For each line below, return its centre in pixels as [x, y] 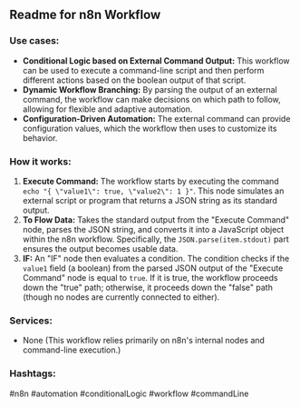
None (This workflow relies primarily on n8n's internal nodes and [144, 341]
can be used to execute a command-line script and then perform [143, 70]
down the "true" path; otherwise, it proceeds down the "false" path [148, 287]
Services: [31, 320]
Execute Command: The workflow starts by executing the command [150, 181]
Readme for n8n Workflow [85, 15]
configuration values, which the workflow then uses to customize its [150, 128]
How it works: [40, 161]
